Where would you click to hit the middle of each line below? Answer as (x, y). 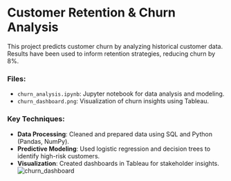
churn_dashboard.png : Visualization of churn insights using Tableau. (113, 101)
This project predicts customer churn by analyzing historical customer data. (115, 46)
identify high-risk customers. (58, 156)
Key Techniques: (36, 119)
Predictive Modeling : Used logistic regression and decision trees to (114, 149)
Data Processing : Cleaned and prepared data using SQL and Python (115, 134)
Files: (17, 78)
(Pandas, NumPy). (43, 141)
